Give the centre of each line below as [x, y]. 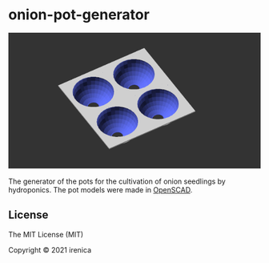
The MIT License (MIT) [46, 234]
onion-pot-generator [79, 15]
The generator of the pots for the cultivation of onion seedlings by [117, 181]
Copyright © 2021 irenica [50, 249]
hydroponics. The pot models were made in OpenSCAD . [100, 189]
